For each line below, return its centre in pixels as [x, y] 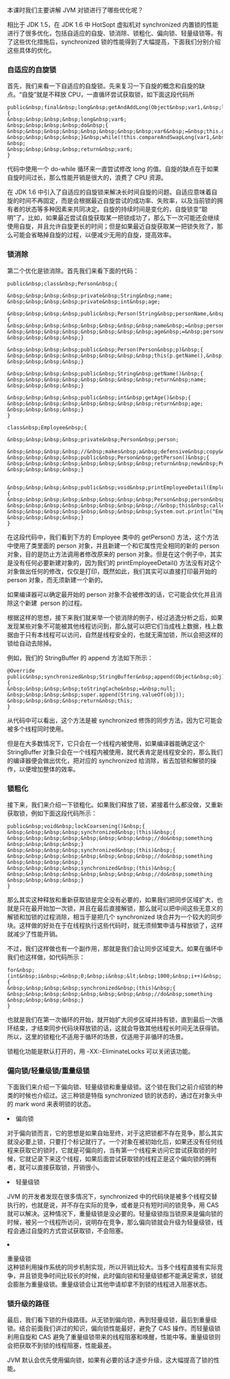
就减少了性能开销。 [34, 934]
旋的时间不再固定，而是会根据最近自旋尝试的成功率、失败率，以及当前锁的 [112, 201]
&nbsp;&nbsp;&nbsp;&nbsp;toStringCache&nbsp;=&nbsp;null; [91, 688]
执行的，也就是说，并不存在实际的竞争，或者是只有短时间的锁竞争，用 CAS [113, 1205]
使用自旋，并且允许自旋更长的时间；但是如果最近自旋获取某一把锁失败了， [112, 226]
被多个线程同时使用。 [37, 729]
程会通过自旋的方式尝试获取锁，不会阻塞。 [67, 1231]
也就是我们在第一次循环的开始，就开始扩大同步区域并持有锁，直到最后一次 [112, 1019]
